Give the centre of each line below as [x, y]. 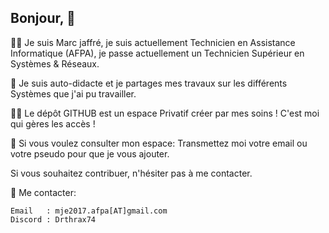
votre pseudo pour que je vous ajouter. [90, 153]
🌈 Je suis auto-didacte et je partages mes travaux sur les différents [149, 83]
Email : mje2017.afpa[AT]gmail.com [89, 211]
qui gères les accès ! [53, 123]
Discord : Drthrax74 [53, 219]
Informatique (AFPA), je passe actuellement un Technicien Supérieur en [157, 53]
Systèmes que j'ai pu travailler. [73, 93]
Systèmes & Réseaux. [55, 63]
